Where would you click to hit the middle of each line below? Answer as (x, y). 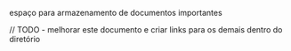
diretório (25, 39)
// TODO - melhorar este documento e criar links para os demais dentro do (146, 29)
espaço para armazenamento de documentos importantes (116, 13)
